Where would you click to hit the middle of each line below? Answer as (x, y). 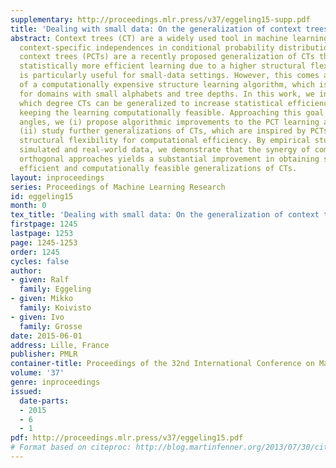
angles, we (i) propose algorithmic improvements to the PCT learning (169, 122)
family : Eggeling (55, 289)
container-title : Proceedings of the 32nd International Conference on (162, 364)
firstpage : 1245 (44, 224)
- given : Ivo (37, 317)
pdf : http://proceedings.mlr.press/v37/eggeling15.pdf (127, 438)
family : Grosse (51, 326)
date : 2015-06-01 (46, 336)
